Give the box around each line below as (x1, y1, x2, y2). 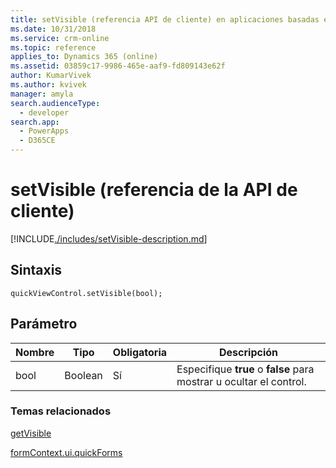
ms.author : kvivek (10, 80, 87, 90)
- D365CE (19, 136, 56, 146)
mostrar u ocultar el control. (176, 374, 307, 388)
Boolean (64, 368, 103, 382)
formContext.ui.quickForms (10, 446, 123, 458)
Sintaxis (10, 262, 63, 279)
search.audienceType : (10, 98, 101, 108)
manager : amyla (10, 89, 74, 99)
